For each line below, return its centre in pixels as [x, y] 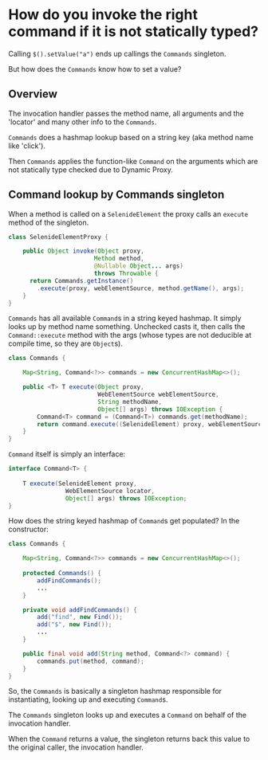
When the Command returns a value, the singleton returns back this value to [129, 739]
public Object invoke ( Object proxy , [84, 251]
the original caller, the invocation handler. [76, 747]
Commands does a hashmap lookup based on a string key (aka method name [131, 137]
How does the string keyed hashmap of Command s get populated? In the [124, 521]
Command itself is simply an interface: [67, 454]
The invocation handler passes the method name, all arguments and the [126, 113]
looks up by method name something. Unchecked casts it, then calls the [127, 327]
